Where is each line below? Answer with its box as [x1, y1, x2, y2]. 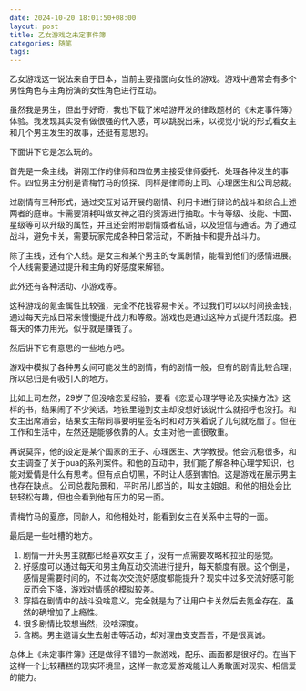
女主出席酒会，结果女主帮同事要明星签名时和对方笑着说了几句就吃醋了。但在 [9, 416, 297, 427]
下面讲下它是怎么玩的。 [9, 147, 97, 158]
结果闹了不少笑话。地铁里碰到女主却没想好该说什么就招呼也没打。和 [40, 404, 297, 415]
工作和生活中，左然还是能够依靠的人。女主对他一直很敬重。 [9, 427, 233, 438]
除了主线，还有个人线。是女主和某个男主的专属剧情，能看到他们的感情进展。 [9, 250, 297, 261]
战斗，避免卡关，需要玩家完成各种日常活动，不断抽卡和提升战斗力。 [9, 231, 265, 242]
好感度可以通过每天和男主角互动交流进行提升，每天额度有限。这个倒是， [22, 562, 294, 572]
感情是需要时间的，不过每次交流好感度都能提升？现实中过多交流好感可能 [22, 572, 294, 583]
